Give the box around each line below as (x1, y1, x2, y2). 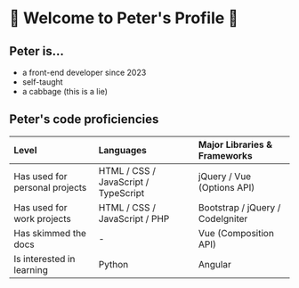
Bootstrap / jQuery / (198, 201, 281, 213)
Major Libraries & (198, 138, 273, 151)
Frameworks (198, 149, 253, 161)
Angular (198, 258, 231, 270)
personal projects (13, 181, 87, 193)
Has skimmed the (13, 226, 87, 239)
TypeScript (98, 186, 145, 199)
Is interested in (13, 252, 76, 265)
